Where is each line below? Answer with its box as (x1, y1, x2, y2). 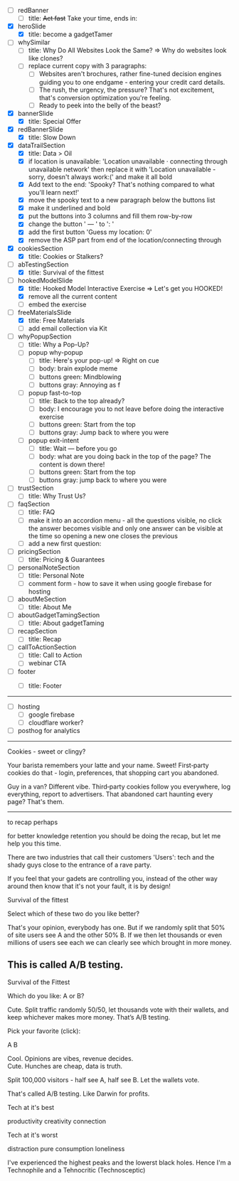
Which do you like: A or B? (7, 991, 85, 1000)
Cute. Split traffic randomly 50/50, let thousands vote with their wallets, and (7, 1005, 229, 1014)
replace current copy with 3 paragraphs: (28, 62, 147, 70)
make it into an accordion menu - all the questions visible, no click (28, 515, 222, 525)
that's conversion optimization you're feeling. (38, 93, 172, 102)
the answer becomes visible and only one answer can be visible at (28, 524, 223, 533)
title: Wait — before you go (38, 444, 117, 452)
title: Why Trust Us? (28, 492, 86, 501)
